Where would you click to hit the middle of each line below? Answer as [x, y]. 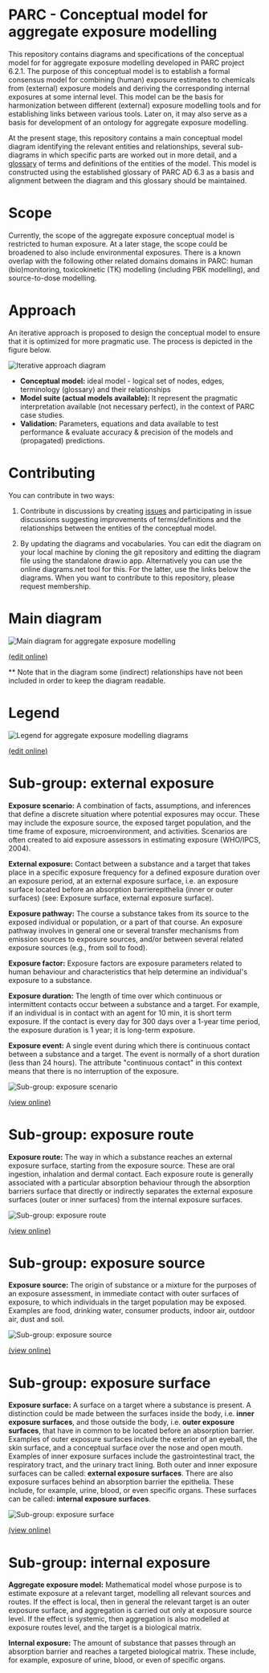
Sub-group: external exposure [111, 783]
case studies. [42, 414]
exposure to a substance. [50, 980]
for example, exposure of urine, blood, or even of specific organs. [117, 1660]
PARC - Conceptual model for [108, 15]
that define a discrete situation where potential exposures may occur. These [134, 814]
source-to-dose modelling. [53, 278]
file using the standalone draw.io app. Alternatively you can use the [131, 561]
